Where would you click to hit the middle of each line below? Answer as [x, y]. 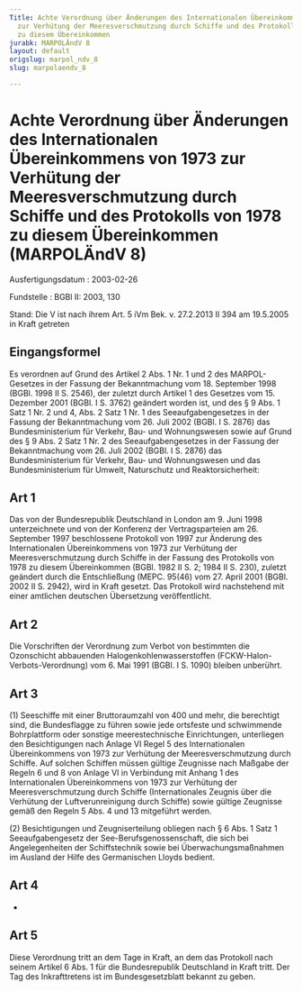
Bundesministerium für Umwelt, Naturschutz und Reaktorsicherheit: [134, 469]
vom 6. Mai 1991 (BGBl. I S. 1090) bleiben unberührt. [186, 665]
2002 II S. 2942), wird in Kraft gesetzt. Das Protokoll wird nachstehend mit [147, 586]
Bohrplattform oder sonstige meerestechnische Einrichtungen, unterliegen [147, 734]
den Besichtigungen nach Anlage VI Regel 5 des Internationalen [127, 744]
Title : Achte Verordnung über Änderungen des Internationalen [128, 18]
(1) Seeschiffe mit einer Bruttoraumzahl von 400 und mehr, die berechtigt [145, 715]
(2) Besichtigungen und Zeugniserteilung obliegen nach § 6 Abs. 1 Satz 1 [143, 829]
